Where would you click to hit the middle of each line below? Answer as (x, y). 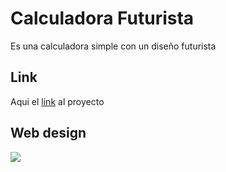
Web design (48, 133)
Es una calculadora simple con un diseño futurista (113, 46)
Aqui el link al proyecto (57, 101)
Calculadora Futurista (102, 18)
